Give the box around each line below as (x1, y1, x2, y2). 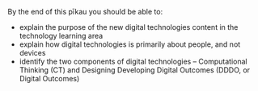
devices (19, 48, 46, 57)
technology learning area (19, 31, 104, 40)
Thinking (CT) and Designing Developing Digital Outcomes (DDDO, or (19, 65, 251, 75)
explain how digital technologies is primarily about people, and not (19, 39, 241, 49)
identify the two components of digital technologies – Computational (19, 56, 247, 66)
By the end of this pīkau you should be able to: (7, 7, 163, 16)
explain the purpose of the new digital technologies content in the (19, 23, 239, 31)
